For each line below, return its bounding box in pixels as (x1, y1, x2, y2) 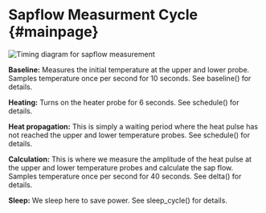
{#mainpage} (8, 23, 99, 41)
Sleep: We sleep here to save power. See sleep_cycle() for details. (8, 195, 227, 205)
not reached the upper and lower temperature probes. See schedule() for (8, 130, 251, 140)
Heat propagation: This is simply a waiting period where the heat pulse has (8, 121, 259, 131)
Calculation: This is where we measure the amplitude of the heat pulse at (8, 154, 252, 164)
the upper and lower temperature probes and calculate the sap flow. (8, 162, 234, 172)
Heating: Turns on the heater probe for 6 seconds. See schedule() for (8, 97, 239, 107)
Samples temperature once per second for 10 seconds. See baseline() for (8, 73, 252, 83)
